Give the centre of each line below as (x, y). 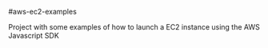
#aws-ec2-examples (43, 12)
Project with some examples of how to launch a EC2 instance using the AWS (134, 27)
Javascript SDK (34, 36)
